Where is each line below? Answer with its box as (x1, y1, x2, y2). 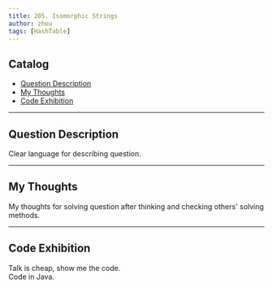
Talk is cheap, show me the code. (8, 263, 121, 273)
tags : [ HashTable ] (8, 27, 71, 35)
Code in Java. (8, 272, 55, 281)
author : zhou (8, 20, 53, 28)
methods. (8, 210, 41, 220)
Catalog (8, 57, 50, 71)
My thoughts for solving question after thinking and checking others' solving (8, 201, 264, 212)
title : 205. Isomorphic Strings (8, 11, 118, 20)
